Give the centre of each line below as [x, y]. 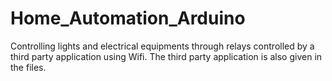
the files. [28, 67]
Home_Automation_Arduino [128, 18]
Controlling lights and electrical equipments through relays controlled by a [162, 46]
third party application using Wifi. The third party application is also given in [166, 56]
